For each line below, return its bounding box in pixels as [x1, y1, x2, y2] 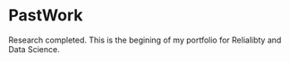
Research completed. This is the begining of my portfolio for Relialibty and [8, 35, 282, 45]
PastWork [8, 5, 83, 26]
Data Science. [8, 43, 60, 54]
